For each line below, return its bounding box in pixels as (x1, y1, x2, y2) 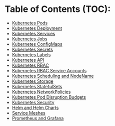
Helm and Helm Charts (11, 105, 59, 111)
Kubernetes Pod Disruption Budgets (11, 94, 86, 100)
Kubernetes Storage (11, 78, 53, 84)
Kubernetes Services (11, 30, 55, 36)
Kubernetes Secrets (11, 46, 53, 52)
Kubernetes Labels (11, 51, 51, 58)
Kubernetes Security (11, 99, 54, 105)
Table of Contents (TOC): (4, 3, 111, 15)
